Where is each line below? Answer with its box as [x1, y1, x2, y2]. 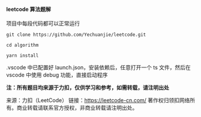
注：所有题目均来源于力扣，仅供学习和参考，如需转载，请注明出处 [6, 84, 169, 91]
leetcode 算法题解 [6, 5, 51, 13]
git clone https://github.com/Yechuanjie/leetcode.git [6, 32, 146, 38]
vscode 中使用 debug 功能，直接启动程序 [6, 72, 108, 79]
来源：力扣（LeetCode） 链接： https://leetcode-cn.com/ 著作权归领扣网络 [6, 97, 190, 104]
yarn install [6, 53, 39, 59]
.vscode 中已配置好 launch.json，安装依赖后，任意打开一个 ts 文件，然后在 [6, 64, 191, 71]
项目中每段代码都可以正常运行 [6, 20, 80, 27]
